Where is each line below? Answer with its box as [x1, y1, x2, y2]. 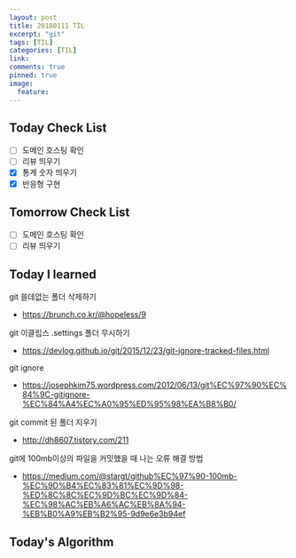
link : [9, 54, 29, 63]
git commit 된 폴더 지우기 [9, 417, 97, 427]
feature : [17, 87, 50, 96]
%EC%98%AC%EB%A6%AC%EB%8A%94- [21, 499, 186, 510]
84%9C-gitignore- [21, 389, 90, 400]
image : [9, 79, 34, 88]
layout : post [9, 12, 58, 22]
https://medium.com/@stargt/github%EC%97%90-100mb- [21, 471, 238, 482]
